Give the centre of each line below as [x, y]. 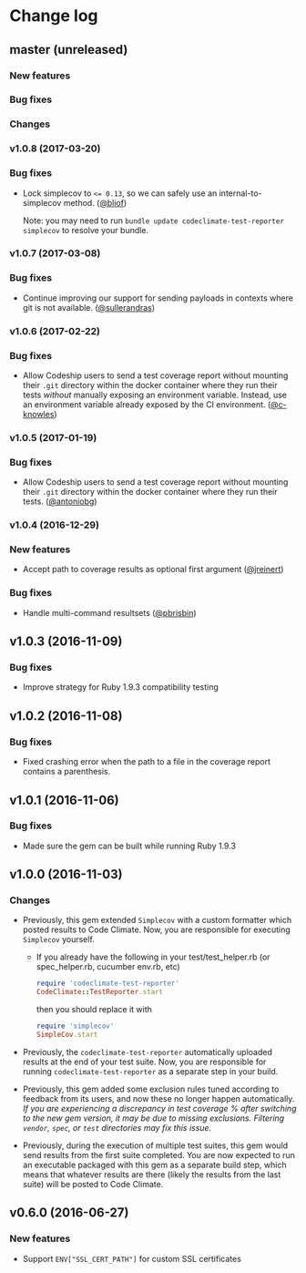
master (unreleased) [69, 50]
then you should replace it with [94, 1010]
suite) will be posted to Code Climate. [93, 1184]
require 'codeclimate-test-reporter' [108, 984]
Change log [54, 16]
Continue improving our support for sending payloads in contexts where [158, 298]
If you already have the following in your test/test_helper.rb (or [153, 957]
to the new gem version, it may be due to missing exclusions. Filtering [153, 1118]
